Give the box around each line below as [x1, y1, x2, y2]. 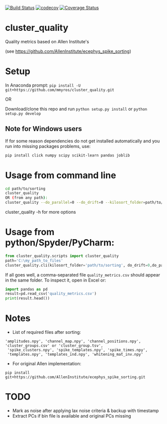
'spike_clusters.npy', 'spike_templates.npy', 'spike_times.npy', [7, 348, 148, 353]
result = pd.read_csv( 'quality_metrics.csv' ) [5, 291, 97, 296]
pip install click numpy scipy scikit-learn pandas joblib [5, 152, 130, 158]
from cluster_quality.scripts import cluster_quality [5, 253, 119, 259]
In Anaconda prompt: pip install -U [5, 82, 81, 88]
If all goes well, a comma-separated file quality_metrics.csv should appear [5, 272, 161, 278]
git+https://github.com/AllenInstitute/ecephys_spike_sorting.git [5, 375, 146, 380]
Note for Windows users [5, 125, 82, 133]
